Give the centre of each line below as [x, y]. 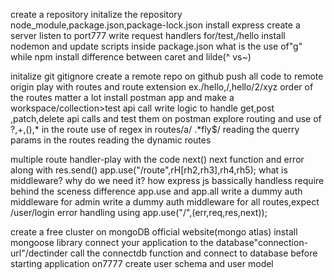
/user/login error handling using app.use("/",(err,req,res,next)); [139, 212]
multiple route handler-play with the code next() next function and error [157, 159]
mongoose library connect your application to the [112, 242]
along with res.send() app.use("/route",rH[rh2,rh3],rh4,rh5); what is [149, 170]
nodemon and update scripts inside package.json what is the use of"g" [156, 46]
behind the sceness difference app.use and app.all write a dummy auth [156, 191]
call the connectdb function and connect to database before [193, 253]
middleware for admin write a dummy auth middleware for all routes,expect [165, 202]
